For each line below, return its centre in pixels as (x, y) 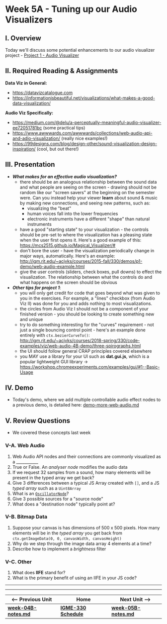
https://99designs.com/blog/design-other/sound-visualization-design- (85, 143)
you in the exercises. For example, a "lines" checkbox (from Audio (87, 298)
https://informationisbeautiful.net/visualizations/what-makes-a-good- (83, 98)
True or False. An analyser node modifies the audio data (70, 467)
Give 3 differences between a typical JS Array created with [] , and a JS (86, 483)
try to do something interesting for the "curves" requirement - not (87, 324)
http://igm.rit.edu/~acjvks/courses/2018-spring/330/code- (80, 340)
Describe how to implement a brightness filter (59, 549)
